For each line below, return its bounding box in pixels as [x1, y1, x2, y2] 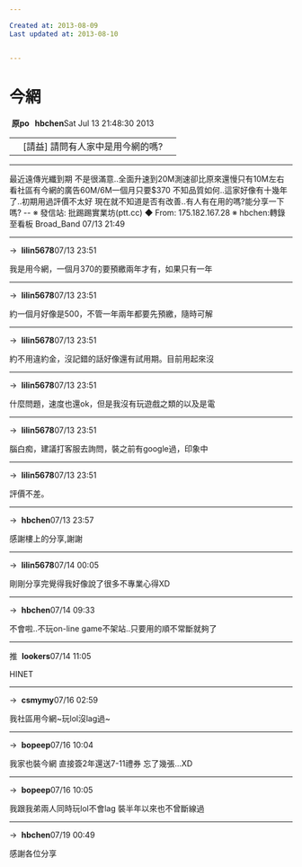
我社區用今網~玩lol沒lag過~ [9, 713, 111, 724]
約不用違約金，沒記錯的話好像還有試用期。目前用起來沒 [9, 353, 214, 364]
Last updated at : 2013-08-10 [9, 29, 119, 39]
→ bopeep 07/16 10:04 [9, 739, 94, 751]
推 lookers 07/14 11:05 [9, 651, 92, 662]
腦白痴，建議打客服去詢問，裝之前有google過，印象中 [9, 443, 209, 454]
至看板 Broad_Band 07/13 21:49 [9, 219, 126, 229]
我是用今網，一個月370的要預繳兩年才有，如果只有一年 [9, 264, 213, 274]
